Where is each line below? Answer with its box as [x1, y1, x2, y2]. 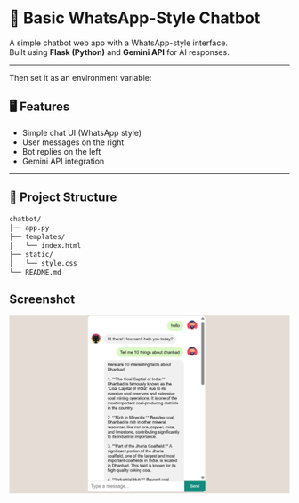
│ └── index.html [9, 241, 82, 250]
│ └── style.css [9, 259, 77, 267]
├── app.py [9, 223, 50, 232]
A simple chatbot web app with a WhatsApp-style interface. [9, 37, 229, 48]
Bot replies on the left [21, 146, 101, 156]
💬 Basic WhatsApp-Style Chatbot [9, 8, 261, 28]
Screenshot [9, 291, 76, 307]
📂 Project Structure [9, 190, 117, 205]
